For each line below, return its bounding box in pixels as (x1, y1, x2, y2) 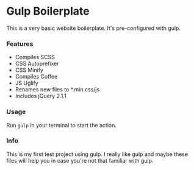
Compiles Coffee (15, 73, 58, 80)
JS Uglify (15, 79, 38, 87)
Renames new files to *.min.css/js (15, 86, 100, 93)
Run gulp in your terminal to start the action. (6, 121, 117, 129)
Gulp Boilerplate (6, 4, 90, 18)
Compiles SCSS (15, 54, 55, 61)
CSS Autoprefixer (15, 60, 59, 68)
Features (6, 40, 34, 48)
